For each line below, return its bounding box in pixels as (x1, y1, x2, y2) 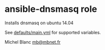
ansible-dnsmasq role (4, 3, 98, 15)
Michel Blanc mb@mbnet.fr (4, 39, 61, 45)
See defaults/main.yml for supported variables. (4, 29, 101, 35)
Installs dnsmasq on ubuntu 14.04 (4, 20, 74, 26)
